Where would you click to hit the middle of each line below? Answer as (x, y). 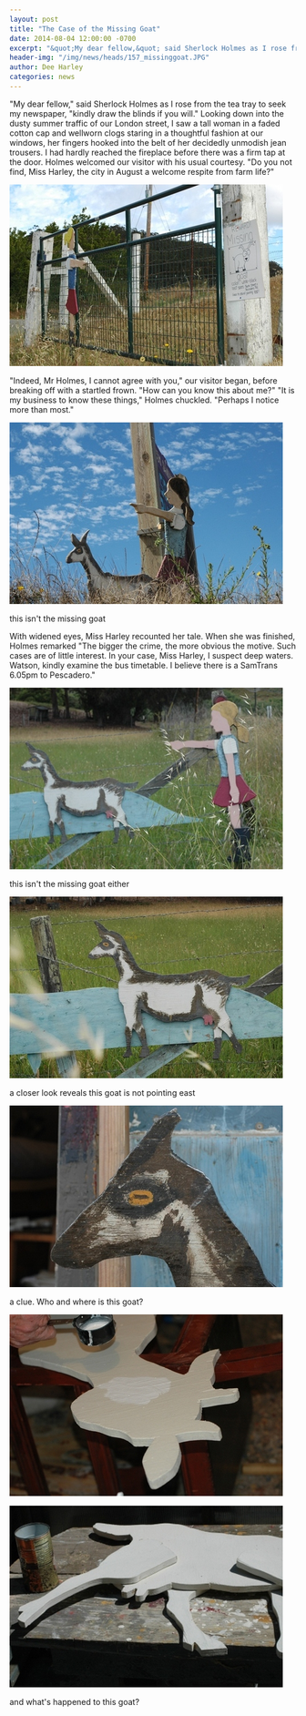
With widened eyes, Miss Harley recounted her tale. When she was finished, (153, 636)
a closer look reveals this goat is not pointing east (102, 1092)
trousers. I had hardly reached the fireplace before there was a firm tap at (147, 152)
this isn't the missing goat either (70, 884)
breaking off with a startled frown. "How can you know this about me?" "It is (152, 390)
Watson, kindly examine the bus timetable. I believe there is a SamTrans (143, 665)
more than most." (42, 409)
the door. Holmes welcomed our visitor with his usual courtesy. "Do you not (151, 162)
